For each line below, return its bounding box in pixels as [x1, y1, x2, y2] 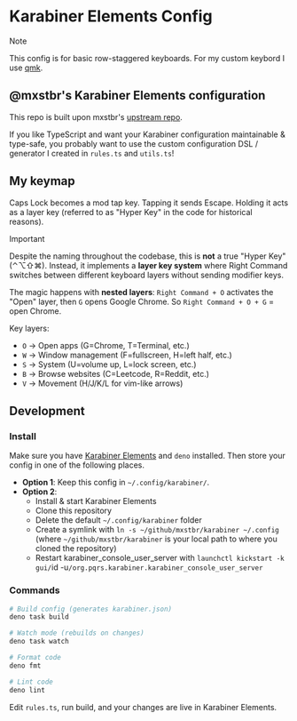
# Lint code [9, 677, 53, 686]
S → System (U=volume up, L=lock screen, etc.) [21, 358, 197, 370]
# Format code [9, 653, 62, 662]
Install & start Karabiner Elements [35, 496, 157, 507]
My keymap [9, 173, 75, 188]
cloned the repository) [35, 543, 117, 554]
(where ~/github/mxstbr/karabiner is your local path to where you [35, 533, 277, 544]
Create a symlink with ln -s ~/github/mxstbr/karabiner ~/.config [35, 525, 279, 535]
